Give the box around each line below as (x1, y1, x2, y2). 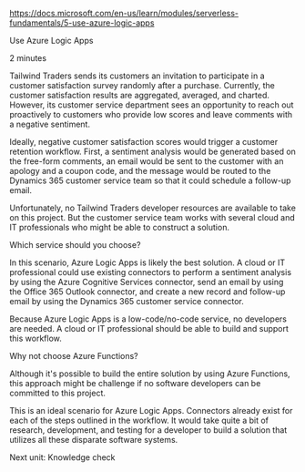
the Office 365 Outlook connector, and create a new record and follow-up (9, 286, 286, 297)
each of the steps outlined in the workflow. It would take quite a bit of (9, 415, 269, 426)
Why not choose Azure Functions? (9, 351, 138, 361)
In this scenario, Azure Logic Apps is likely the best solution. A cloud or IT (9, 257, 286, 268)
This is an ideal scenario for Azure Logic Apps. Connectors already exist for (9, 405, 293, 416)
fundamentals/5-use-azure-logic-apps (9, 17, 155, 28)
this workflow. (9, 333, 62, 344)
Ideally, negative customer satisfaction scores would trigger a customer (9, 137, 279, 147)
